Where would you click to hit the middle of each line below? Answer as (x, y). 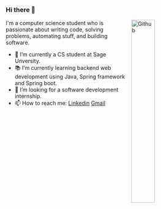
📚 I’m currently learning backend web (63, 68)
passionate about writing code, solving (54, 29)
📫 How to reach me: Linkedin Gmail (60, 103)
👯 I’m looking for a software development (66, 90)
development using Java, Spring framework (70, 77)
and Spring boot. (36, 83)
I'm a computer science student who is (55, 23)
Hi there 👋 (21, 10)
